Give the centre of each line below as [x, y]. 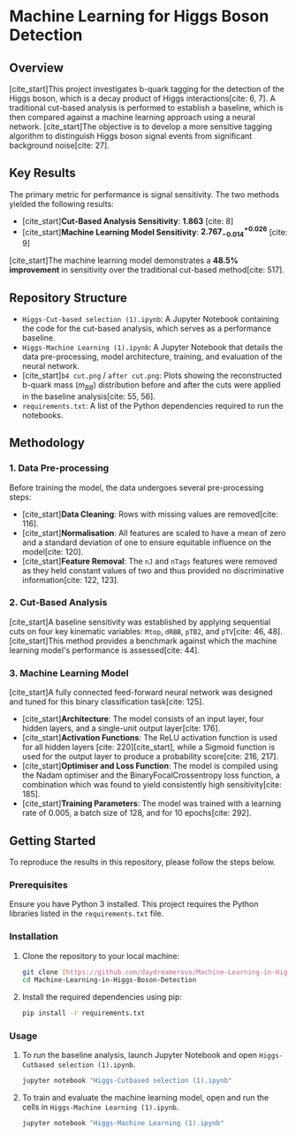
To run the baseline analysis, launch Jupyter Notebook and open [140, 1055]
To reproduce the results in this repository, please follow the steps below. [142, 862]
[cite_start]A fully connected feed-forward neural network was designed [141, 693]
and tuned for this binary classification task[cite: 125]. [107, 702]
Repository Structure [68, 298]
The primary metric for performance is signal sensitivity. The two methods [144, 194]
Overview [37, 68]
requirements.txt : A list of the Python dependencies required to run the [152, 405]
